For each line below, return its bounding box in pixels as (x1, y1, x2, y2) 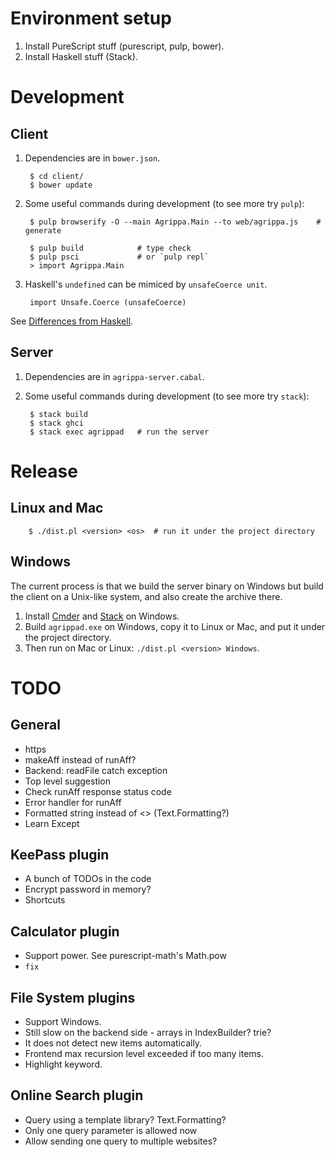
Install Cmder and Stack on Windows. (24, 610, 180, 622)
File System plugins (10, 989, 136, 1006)
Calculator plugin (10, 923, 120, 940)
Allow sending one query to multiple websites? (24, 1135, 218, 1147)
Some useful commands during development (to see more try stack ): (24, 390, 310, 402)
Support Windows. (24, 1016, 102, 1027)
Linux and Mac (10, 500, 104, 517)
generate (24, 225, 62, 236)
